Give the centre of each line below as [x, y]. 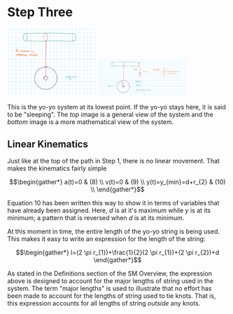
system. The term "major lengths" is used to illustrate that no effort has [110, 289]
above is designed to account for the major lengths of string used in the [111, 281]
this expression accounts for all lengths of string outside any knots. [104, 303]
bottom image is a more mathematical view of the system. [91, 122]
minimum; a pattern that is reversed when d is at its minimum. [96, 218]
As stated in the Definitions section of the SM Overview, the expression [110, 273]
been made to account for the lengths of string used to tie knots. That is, [112, 296]
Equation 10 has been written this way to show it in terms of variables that [113, 203]
